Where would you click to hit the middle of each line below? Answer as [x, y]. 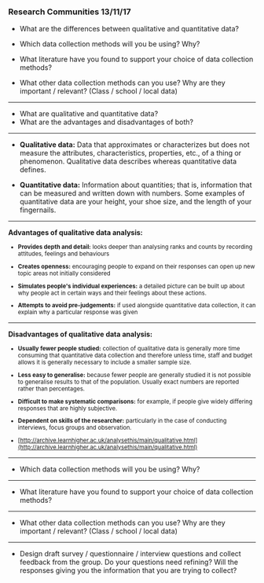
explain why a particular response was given [78, 313]
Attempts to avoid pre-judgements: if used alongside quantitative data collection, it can [137, 306]
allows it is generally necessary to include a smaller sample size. [104, 363]
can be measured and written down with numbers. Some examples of [132, 193]
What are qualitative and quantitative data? [89, 114]
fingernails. [38, 210]
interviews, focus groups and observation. [75, 428]
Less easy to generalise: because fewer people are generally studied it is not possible [134, 375]
